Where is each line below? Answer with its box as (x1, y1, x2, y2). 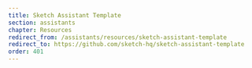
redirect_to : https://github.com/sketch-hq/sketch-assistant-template (8, 41, 245, 48)
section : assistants (8, 19, 76, 27)
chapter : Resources (8, 26, 72, 34)
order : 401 (8, 48, 44, 55)
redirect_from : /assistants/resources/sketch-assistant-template (8, 33, 227, 41)
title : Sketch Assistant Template (8, 11, 122, 20)
